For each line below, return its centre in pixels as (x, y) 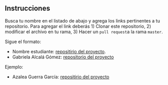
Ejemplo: (14, 67)
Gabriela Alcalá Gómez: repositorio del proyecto (63, 57)
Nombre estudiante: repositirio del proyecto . (59, 51)
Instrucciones (27, 8)
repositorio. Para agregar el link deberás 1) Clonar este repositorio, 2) (78, 26)
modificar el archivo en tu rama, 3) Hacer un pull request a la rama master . (84, 31)
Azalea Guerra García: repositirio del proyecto (61, 77)
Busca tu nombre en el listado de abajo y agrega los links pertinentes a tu (82, 20)
